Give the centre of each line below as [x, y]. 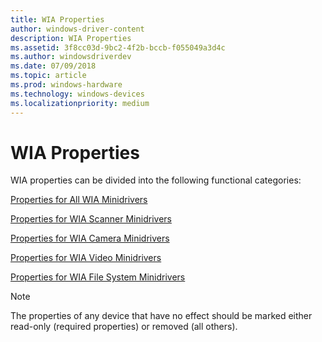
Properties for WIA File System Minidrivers [98, 277]
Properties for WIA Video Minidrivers [86, 258]
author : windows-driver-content [77, 29]
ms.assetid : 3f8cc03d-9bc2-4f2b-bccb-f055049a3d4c [118, 47]
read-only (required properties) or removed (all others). [124, 327]
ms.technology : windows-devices [77, 94]
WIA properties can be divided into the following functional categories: [156, 180]
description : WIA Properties [71, 38]
